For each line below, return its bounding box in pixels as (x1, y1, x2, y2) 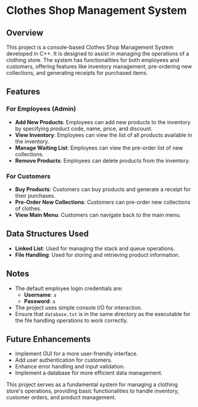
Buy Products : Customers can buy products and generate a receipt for (14, 185, 191, 193)
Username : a (23, 291, 57, 298)
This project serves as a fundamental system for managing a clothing (6, 381, 178, 388)
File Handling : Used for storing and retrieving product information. (14, 251, 180, 258)
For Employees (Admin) (6, 105, 76, 113)
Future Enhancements (6, 334, 91, 344)
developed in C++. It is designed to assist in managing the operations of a (6, 50, 190, 57)
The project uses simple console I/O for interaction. (14, 304, 143, 311)
